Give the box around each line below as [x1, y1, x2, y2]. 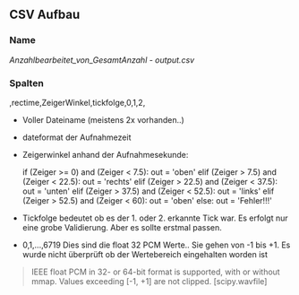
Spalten [9, 76, 45, 89]
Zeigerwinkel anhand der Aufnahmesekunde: [21, 149, 189, 160]
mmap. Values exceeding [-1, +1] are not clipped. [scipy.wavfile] [30, 275, 268, 286]
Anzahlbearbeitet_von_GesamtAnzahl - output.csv [9, 54, 195, 65]
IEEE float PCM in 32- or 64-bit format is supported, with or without [30, 266, 280, 277]
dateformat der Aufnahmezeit [21, 132, 132, 143]
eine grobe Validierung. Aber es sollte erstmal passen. [21, 221, 222, 232]
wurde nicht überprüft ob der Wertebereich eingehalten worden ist [21, 248, 269, 259]
